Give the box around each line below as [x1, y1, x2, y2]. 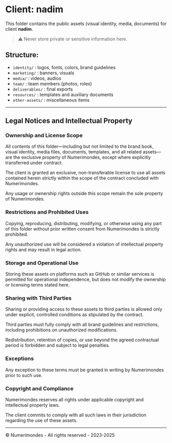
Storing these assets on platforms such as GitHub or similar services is [5, 271, 155, 277]
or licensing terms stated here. [5, 282, 70, 288]
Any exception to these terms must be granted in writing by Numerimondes [5, 367, 164, 373]
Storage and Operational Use [5, 259, 79, 267]
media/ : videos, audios [12, 75, 61, 81]
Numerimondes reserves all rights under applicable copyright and [5, 396, 144, 403]
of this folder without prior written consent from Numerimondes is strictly [5, 226, 160, 232]
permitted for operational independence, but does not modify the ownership [5, 276, 166, 282]
